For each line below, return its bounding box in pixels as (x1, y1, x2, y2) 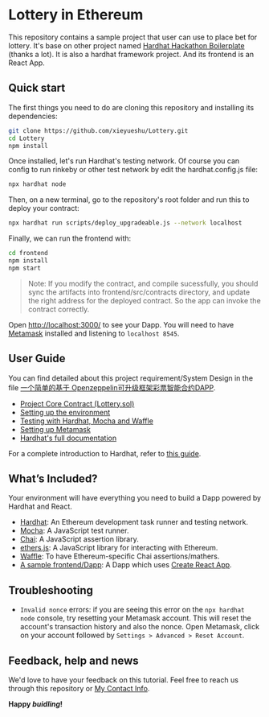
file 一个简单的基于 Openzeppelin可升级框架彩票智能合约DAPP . (8, 382, 216, 392)
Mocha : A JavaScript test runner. (19, 525, 129, 536)
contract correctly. (27, 304, 90, 314)
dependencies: (8, 111, 58, 121)
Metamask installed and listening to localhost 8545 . (8, 328, 180, 338)
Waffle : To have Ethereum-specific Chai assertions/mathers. (19, 551, 220, 561)
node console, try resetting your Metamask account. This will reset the (19, 613, 251, 623)
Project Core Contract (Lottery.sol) (19, 398, 135, 408)
